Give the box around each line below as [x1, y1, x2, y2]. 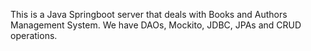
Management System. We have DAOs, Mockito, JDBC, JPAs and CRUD [10, 19, 302, 31]
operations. [10, 30, 58, 41]
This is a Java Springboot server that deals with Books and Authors [10, 9, 288, 20]
